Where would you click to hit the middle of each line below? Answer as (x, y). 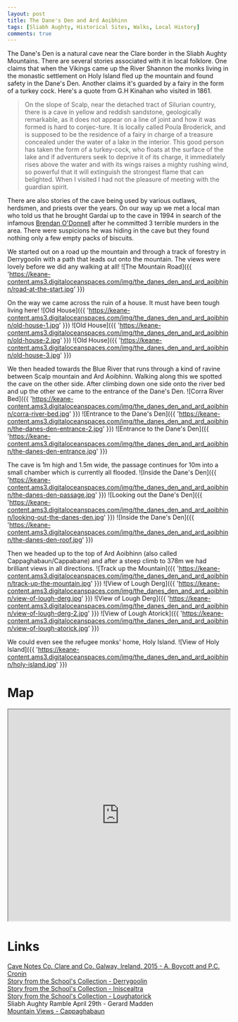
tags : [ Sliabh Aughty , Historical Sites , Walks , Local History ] (104, 27)
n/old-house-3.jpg (34, 355)
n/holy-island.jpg (32, 665)
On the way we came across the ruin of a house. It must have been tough (114, 303)
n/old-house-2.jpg (34, 340)
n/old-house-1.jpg (33, 326)
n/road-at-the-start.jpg (40, 289)
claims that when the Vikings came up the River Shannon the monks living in (118, 68)
